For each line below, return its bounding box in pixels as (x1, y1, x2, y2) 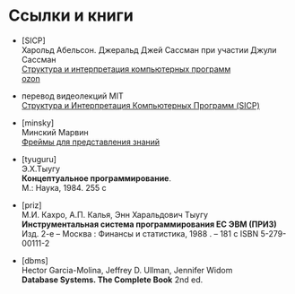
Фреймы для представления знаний (21, 136, 161, 147)
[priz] (21, 199, 42, 211)
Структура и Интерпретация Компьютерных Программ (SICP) (21, 99, 261, 110)
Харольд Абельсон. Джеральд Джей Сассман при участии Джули (21, 44, 277, 55)
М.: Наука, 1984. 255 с (21, 182, 107, 193)
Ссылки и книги (8, 5, 134, 26)
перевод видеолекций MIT (21, 91, 124, 101)
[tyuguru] (21, 153, 57, 164)
